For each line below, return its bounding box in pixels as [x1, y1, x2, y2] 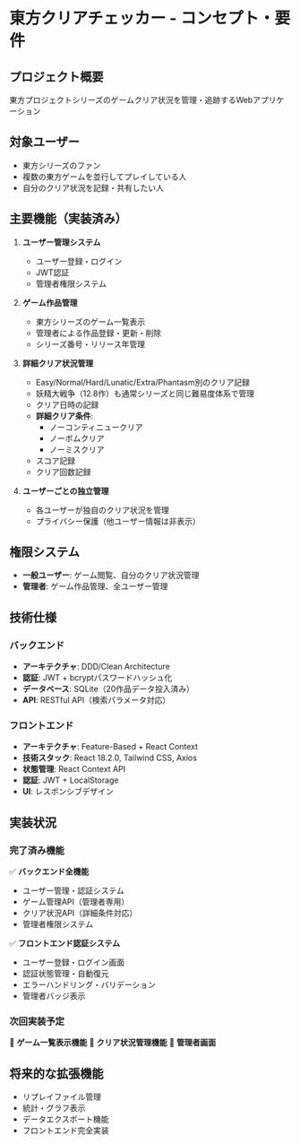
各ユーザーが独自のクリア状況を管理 [35, 504, 170, 516]
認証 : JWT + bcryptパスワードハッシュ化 [21, 672, 173, 683]
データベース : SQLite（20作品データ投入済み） [21, 683, 195, 695]
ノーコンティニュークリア [48, 421, 143, 432]
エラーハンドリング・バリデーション [21, 979, 157, 991]
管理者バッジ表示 [21, 991, 86, 1001]
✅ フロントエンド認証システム [9, 938, 121, 949]
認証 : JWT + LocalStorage [21, 775, 119, 785]
